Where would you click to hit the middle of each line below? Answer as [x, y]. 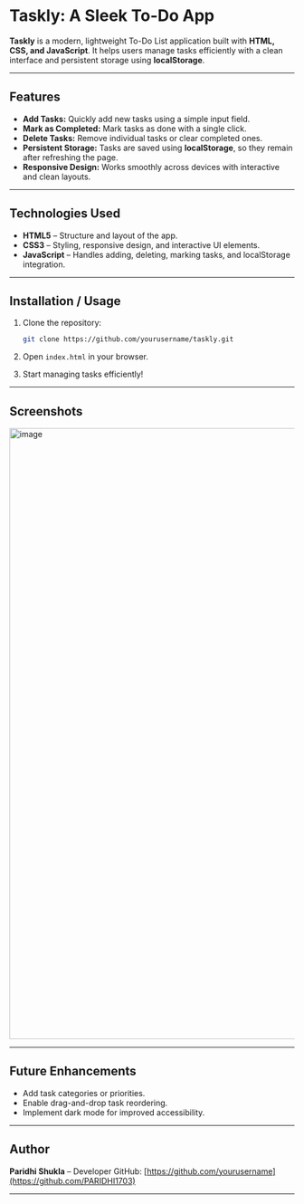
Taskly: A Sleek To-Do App [112, 16]
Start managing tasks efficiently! [83, 374]
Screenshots [46, 411]
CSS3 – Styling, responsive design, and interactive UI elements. [141, 244]
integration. [44, 264]
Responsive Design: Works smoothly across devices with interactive [151, 167]
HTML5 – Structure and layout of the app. [100, 235]
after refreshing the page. [70, 157]
